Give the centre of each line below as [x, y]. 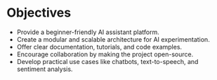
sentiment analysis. [45, 69]
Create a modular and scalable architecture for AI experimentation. [113, 39]
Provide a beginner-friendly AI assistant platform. [88, 32]
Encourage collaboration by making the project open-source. [105, 54]
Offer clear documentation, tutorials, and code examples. [99, 47]
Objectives [39, 13]
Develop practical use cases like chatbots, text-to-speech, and [107, 61]
